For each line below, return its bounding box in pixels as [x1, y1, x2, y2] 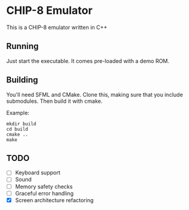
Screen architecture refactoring [15, 196, 94, 203]
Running [6, 41, 39, 51]
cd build [6, 126, 28, 132]
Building [6, 75, 38, 85]
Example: [6, 109, 30, 116]
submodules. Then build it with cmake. [6, 97, 103, 105]
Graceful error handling [15, 189, 74, 197]
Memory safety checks [15, 183, 73, 190]
